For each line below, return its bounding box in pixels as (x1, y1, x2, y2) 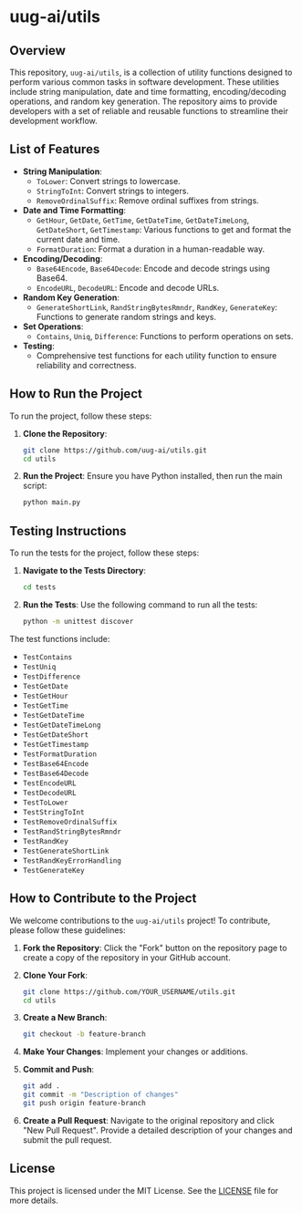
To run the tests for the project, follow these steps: (9, 547, 200, 558)
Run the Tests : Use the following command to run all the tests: (22, 599, 258, 610)
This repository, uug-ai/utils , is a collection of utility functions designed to (9, 67, 293, 78)
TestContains (22, 652, 73, 662)
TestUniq (22, 662, 57, 671)
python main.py (22, 498, 81, 507)
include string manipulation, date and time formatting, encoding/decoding (9, 87, 286, 97)
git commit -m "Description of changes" (22, 1090, 179, 1100)
